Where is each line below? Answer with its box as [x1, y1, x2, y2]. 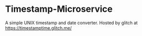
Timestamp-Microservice [5, 3, 113, 15]
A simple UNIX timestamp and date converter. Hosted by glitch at [5, 20, 138, 26]
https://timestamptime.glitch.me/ [5, 25, 72, 31]
